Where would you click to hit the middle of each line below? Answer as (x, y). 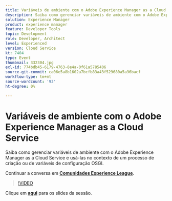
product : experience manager (36, 24)
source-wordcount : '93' (31, 82)
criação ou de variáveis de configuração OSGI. (55, 163)
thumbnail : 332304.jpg (29, 63)
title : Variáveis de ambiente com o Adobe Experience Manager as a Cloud (86, 10)
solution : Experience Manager (38, 19)
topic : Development (26, 34)
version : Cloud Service (31, 48)
